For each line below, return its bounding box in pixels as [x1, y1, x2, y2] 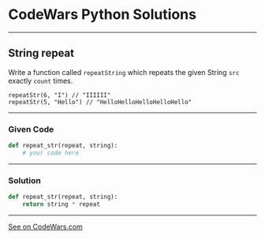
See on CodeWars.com [8, 222, 83, 231]
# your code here [22, 148, 80, 157]
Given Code [8, 124, 54, 135]
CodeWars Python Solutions [8, 6, 197, 24]
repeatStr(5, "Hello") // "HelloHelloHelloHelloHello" [8, 98, 192, 106]
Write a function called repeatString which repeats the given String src [8, 67, 240, 77]
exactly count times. [8, 76, 73, 85]
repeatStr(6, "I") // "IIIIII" [8, 91, 111, 99]
